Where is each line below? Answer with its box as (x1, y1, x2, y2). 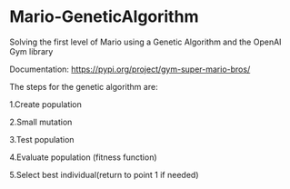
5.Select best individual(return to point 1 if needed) (9, 169, 199, 180)
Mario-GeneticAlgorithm (9, 6, 199, 27)
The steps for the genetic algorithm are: (9, 81, 158, 92)
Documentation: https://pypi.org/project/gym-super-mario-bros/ (9, 64, 251, 75)
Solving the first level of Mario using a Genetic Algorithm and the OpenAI (9, 36, 282, 47)
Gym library (9, 45, 54, 56)
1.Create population (9, 98, 82, 110)
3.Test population (9, 134, 75, 144)
